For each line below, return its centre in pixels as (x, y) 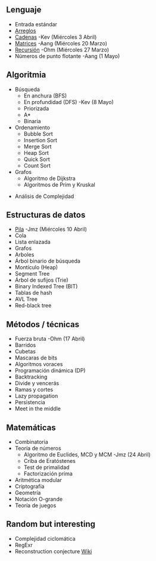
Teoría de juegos (35, 505)
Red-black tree (33, 306)
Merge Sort (38, 147)
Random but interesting (51, 524)
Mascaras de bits (36, 358)
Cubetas (25, 352)
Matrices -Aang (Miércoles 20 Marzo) (61, 43)
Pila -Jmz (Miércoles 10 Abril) (51, 229)
